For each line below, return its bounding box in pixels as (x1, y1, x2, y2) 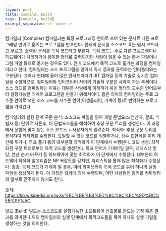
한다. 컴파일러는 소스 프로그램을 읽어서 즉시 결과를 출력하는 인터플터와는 (18, 67, 158, 73)
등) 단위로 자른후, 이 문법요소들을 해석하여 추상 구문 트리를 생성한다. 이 (14, 120, 151, 127)
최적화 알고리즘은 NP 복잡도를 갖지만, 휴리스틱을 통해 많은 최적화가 (18, 157, 148, 164)
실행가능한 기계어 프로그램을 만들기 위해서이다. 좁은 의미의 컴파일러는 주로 (10, 91, 154, 97)
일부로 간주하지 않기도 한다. (10, 176, 63, 182)
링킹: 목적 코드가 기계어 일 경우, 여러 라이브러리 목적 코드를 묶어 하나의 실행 (11, 164, 157, 170)
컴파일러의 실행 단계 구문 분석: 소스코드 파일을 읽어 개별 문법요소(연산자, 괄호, (5, 114, 155, 120)
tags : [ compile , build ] (5, 16, 55, 21)
